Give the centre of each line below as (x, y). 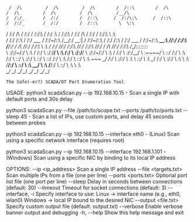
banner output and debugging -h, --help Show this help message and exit (95, 212)
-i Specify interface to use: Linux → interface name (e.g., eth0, (106, 194)
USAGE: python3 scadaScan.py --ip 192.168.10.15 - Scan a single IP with (93, 93)
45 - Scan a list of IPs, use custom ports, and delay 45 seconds (97, 117)
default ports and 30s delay (40, 99)
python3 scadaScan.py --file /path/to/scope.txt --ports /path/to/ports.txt (94, 110)
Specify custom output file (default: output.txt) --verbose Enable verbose (95, 206)
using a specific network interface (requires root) (65, 140)
